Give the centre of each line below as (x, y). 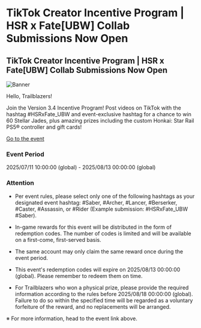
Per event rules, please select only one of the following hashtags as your (105, 196)
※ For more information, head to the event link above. (72, 318)
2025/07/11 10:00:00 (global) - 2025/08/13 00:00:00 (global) (81, 167)
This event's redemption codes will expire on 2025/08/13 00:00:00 (97, 269)
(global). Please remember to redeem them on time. (79, 276)
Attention (20, 183)
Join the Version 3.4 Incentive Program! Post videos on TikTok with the (94, 108)
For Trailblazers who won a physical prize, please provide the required (102, 287)
